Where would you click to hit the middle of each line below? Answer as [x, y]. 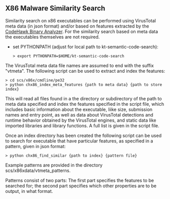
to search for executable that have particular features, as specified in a [79, 141]
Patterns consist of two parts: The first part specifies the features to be [80, 180]
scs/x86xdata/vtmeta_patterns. [38, 170]
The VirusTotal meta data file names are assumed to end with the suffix [79, 65]
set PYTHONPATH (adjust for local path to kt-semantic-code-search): [86, 47]
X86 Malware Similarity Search [55, 8]
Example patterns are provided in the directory [54, 165]
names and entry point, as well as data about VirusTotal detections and [79, 115]
